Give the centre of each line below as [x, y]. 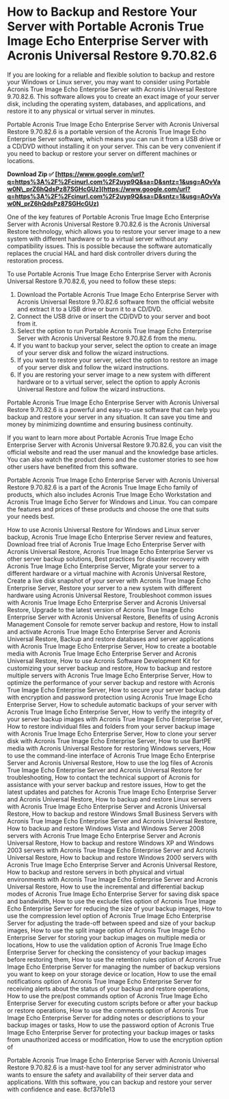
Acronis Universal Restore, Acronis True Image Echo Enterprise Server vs [110, 551]
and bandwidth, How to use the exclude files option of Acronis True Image [112, 901]
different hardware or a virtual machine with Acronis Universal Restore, [107, 573]
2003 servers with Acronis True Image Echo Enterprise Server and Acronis [112, 850]
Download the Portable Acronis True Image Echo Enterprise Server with [118, 294]
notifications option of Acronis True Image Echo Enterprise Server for [105, 981]
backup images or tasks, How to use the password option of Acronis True [111, 1025]
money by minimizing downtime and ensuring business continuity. [100, 424]
